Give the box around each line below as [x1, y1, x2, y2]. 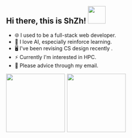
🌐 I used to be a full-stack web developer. [14, 32, 116, 39]
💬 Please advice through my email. [14, 62, 99, 69]
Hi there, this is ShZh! [6, 16, 87, 26]
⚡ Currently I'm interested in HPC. [14, 53, 97, 60]
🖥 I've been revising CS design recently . [14, 44, 113, 51]
